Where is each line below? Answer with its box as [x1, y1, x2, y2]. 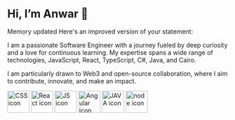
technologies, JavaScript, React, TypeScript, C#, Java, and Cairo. [7, 55, 196, 64]
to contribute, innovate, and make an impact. [7, 76, 137, 85]
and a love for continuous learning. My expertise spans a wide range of [7, 48, 213, 57]
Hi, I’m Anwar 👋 [7, 7, 89, 20]
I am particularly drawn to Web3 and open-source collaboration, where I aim [7, 69, 228, 78]
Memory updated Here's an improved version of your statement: [7, 27, 194, 36]
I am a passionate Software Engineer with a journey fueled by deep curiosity [7, 41, 228, 49]
